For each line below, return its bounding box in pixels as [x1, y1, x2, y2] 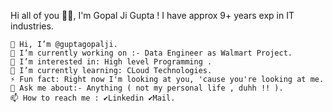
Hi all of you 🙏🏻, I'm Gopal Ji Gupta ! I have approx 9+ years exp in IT [10, 10, 295, 21]
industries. [10, 20, 54, 32]
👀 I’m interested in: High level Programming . [10, 57, 213, 67]
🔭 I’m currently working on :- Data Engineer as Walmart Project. [10, 48, 293, 58]
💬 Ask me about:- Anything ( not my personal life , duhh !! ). [10, 83, 284, 93]
